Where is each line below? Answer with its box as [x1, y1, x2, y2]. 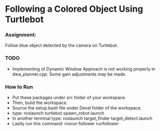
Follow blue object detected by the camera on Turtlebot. [5, 43, 118, 49]
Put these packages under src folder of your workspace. [12, 95, 126, 101]
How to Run [5, 83, 33, 90]
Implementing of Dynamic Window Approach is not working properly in [12, 66, 156, 72]
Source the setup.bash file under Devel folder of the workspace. [12, 105, 142, 111]
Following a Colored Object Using [5, 3, 143, 15]
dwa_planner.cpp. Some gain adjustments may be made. [12, 71, 127, 77]
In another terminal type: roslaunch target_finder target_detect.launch [12, 115, 153, 121]
